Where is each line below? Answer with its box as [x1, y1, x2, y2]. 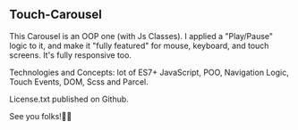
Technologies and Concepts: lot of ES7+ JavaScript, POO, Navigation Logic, [9, 67, 289, 77]
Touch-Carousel [9, 7, 103, 22]
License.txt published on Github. [9, 93, 130, 104]
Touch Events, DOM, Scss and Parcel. [9, 76, 149, 87]
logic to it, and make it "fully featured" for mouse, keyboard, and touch [9, 40, 269, 51]
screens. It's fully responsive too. [9, 49, 132, 61]
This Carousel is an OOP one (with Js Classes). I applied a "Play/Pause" [9, 30, 274, 41]
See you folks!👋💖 [9, 110, 72, 121]
